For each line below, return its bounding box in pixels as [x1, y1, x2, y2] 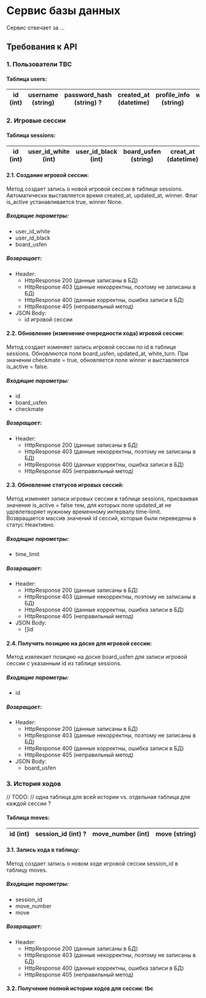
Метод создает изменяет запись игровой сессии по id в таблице [6, 343, 177, 350]
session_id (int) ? [35, 830, 87, 838]
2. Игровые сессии [6, 116, 66, 125]
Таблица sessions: [6, 131, 56, 138]
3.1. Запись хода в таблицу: [6, 846, 80, 853]
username [28, 91, 59, 99]
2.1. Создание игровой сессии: [6, 172, 89, 179]
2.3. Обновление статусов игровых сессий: [6, 482, 124, 489]
